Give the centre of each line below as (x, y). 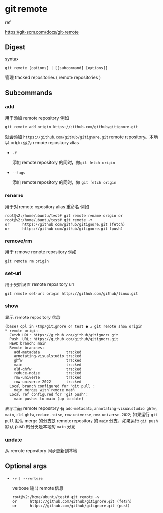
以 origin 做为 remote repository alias (42, 143)
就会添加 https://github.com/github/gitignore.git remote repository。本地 (81, 137)
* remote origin (21, 331)
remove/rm (18, 241)
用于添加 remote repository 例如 (37, 118)
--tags (19, 173)
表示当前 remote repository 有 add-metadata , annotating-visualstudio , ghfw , (81, 408)
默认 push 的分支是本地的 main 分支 (40, 426)
